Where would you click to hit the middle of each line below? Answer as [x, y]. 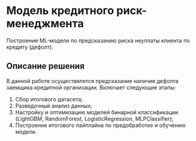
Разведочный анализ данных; [54, 106]
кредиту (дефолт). [30, 47]
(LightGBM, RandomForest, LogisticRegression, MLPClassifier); [94, 118]
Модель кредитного [60, 11]
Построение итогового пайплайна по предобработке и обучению [100, 125]
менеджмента [45, 23]
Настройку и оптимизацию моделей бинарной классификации [96, 112]
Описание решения [46, 66]
